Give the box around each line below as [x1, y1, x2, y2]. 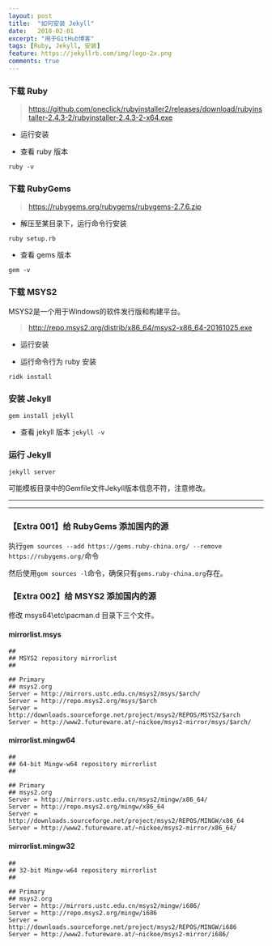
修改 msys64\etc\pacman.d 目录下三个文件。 [8, 610, 159, 620]
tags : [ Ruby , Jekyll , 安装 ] [8, 42, 101, 50]
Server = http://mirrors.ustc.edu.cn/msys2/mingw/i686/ [8, 901, 201, 910]
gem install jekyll [8, 412, 74, 420]
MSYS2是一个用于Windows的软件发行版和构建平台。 [8, 306, 185, 316]
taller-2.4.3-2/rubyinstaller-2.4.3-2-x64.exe [28, 113, 173, 122]
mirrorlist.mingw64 [8, 735, 76, 745]
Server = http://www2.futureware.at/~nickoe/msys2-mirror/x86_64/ [8, 824, 237, 833]
